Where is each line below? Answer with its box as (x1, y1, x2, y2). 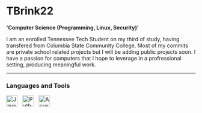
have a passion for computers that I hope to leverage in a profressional (6, 54, 182, 62)
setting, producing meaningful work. (6, 61, 96, 68)
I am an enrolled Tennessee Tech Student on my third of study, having (6, 35, 180, 42)
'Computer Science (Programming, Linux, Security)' (6, 24, 139, 31)
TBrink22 (6, 4, 54, 18)
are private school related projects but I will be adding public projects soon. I (6, 48, 196, 55)
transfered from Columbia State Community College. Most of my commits (6, 42, 188, 49)
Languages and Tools (6, 81, 70, 90)
